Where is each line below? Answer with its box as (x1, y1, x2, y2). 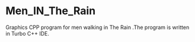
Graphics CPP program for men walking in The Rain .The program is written (5, 24, 190, 31)
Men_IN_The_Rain (5, 4, 96, 18)
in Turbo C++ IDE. (5, 30, 50, 37)
